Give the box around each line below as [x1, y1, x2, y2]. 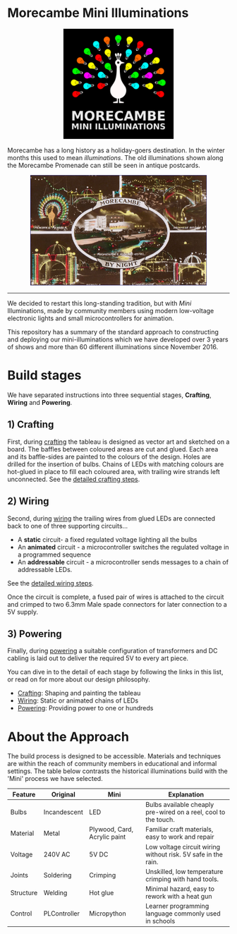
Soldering [43, 871, 72, 880]
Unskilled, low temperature [145, 867, 224, 875]
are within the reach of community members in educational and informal [7, 760, 217, 768]
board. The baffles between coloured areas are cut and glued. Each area [7, 444, 219, 453]
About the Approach [7, 729, 129, 745]
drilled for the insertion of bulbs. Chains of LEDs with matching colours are [7, 460, 224, 468]
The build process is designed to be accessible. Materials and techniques [7, 752, 221, 760]
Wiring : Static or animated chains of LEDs [17, 696, 139, 705]
